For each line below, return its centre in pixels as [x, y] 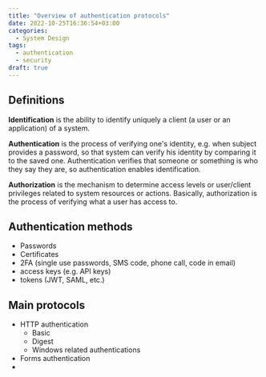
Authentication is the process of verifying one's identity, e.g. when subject [133, 143]
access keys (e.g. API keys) [65, 271]
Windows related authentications [86, 350]
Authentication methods [71, 226]
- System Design [42, 38]
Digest [42, 342]
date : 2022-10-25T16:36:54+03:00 [64, 23]
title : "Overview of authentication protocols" [89, 16]
